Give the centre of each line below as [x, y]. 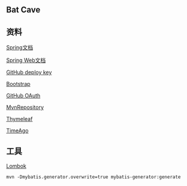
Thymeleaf [19, 119]
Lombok [16, 166]
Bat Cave [23, 10]
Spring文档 [20, 48]
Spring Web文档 [26, 60]
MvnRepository [25, 107]
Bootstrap [19, 84]
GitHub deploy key [29, 72]
